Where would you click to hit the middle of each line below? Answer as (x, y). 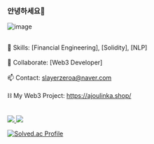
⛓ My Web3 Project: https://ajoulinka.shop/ (69, 96)
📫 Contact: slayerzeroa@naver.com (59, 78)
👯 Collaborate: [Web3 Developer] (55, 63)
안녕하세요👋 (26, 10)
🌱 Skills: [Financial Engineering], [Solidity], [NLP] (77, 48)
